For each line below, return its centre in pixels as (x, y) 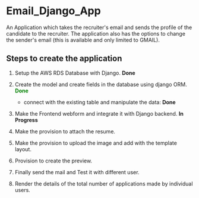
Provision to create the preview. (53, 161)
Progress (26, 120)
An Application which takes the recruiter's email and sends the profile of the (99, 27)
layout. (23, 149)
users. (23, 190)
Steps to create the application (64, 58)
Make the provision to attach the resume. (65, 131)
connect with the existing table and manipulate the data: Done (100, 102)
